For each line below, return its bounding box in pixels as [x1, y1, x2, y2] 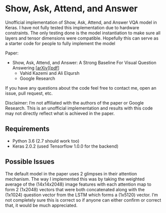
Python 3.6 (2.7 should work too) [12, 138, 80, 144]
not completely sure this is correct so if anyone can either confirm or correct [5, 197, 162, 203]
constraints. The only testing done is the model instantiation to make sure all [5, 30, 161, 36]
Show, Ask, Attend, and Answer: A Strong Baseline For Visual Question [12, 59, 157, 65]
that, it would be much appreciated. [5, 202, 78, 208]
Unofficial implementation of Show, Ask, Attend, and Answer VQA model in [5, 19, 157, 25]
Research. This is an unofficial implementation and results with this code [5, 105, 153, 111]
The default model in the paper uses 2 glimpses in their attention [5, 170, 137, 176]
